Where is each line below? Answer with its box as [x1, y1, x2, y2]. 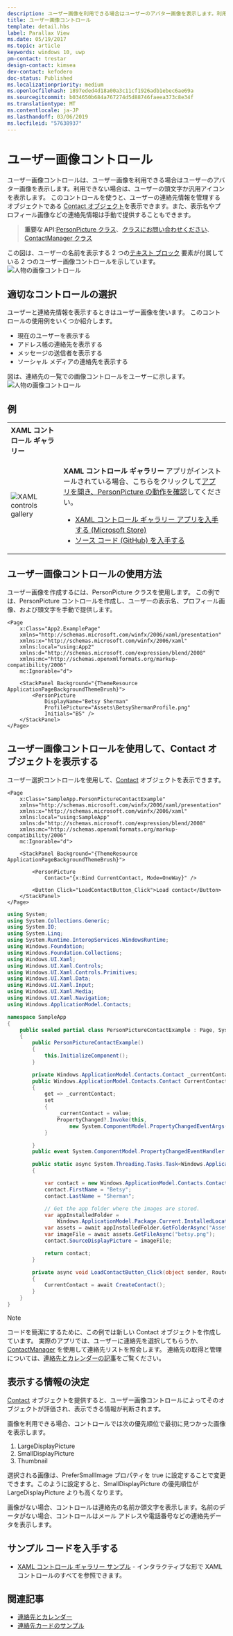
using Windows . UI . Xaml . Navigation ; [7, 994, 110, 1002]
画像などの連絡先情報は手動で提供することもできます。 [37, 211, 195, 219]
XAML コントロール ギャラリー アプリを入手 [75, 515, 218, 524]
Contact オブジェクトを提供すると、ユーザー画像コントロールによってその [7, 1395, 219, 1404]
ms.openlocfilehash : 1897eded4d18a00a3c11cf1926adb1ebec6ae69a [7, 87, 194, 94]
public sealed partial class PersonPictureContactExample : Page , [19, 1026, 216, 1033]
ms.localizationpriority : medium [7, 81, 104, 88]
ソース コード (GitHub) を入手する [75, 535, 185, 545]
